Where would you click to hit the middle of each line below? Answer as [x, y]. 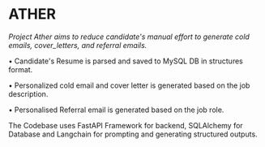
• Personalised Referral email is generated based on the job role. [116, 110]
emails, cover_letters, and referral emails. [78, 45]
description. [28, 93]
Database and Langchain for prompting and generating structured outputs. [133, 134]
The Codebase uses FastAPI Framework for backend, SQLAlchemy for [126, 125]
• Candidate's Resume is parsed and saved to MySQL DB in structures [126, 61]
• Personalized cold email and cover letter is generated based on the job [129, 85]
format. [21, 69]
